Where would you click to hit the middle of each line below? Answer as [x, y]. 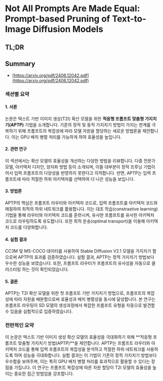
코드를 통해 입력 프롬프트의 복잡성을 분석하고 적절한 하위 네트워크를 [81, 349]
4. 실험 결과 [16, 239]
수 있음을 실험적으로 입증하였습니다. [39, 311]
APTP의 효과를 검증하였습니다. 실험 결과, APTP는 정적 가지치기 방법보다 [86, 257]
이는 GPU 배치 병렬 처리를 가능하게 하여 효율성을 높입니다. [66, 137]
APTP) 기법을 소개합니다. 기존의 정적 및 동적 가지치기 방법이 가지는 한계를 [81, 124]
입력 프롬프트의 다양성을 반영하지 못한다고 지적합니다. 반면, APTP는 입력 [82, 173]
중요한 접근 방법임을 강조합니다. [44, 373]
